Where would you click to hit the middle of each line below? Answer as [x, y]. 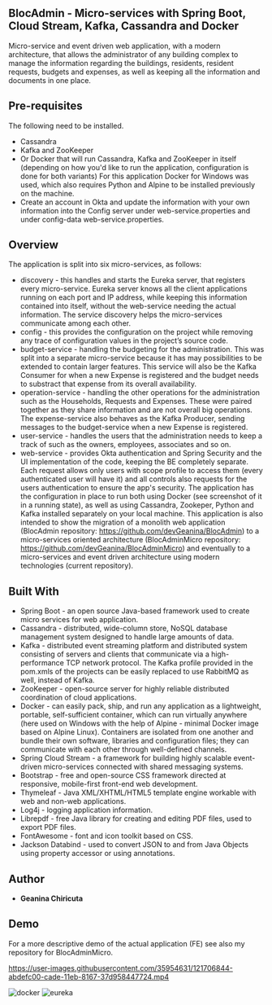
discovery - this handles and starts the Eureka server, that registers [133, 280]
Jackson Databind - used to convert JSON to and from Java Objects [134, 845]
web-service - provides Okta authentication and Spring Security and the [141, 453]
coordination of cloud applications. [78, 698]
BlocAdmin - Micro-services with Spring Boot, [127, 13]
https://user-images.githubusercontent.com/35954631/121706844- [121, 968]
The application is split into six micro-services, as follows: [105, 265]
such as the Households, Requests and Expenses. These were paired [136, 402]
